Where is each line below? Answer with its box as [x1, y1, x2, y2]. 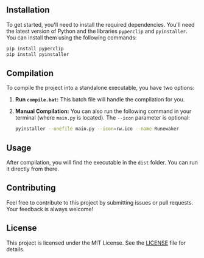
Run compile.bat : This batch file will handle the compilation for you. [15, 96, 185, 103]
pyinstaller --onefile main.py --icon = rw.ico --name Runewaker [15, 126, 180, 132]
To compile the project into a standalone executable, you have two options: [6, 84, 195, 92]
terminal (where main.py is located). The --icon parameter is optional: [15, 114, 190, 121]
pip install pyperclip [6, 46, 64, 52]
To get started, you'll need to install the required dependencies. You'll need [6, 21, 195, 28]
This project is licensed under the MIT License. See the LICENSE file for [6, 239, 186, 246]
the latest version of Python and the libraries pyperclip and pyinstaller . [6, 27, 188, 35]
